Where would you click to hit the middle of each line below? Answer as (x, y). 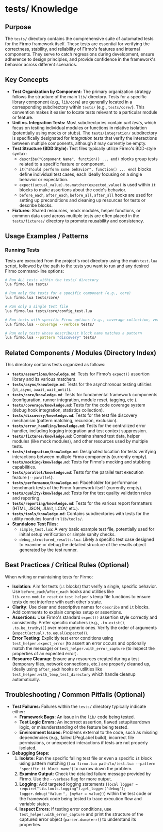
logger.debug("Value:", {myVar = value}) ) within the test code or (85, 793)
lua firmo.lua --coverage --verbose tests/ (50, 324)
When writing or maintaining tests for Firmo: (49, 577)
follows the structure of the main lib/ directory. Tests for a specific (79, 96)
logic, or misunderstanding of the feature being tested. (74, 727)
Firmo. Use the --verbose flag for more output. (66, 779)
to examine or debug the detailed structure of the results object (83, 545)
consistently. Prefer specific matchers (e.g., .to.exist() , (69, 622)
